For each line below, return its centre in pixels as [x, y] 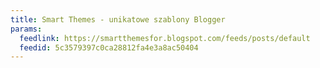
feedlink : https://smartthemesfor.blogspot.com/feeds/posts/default [165, 38]
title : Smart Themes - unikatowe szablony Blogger [118, 19]
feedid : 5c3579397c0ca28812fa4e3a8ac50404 [109, 47]
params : [26, 29]
